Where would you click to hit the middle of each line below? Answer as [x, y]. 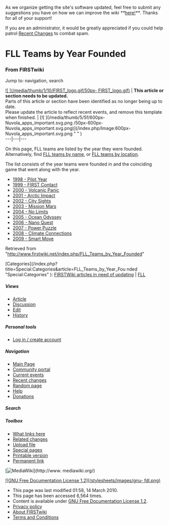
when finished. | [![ [25, 118]
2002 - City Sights [32, 201]
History [20, 315]
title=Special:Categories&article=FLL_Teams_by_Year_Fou [65, 269]
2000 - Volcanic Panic [36, 190]
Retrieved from [21, 249]
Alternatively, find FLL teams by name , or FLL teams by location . [72, 154]
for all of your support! [29, 18]
